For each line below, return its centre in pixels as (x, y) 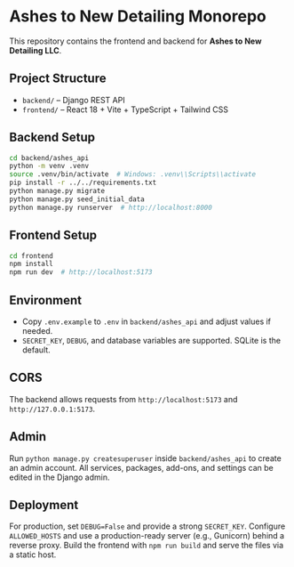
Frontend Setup (53, 235)
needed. (37, 330)
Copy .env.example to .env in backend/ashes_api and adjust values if (147, 321)
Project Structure (58, 79)
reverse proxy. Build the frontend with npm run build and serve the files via (147, 546)
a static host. (33, 555)
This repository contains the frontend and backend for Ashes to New (135, 41)
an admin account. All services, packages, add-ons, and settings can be (141, 467)
